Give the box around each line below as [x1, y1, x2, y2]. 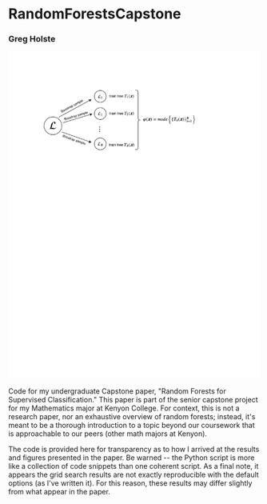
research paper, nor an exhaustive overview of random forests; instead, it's [8, 411, 256, 421]
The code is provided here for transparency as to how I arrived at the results [8, 444, 260, 454]
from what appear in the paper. [8, 486, 110, 496]
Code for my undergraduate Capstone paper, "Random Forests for [8, 386, 226, 396]
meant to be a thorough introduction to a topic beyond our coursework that [8, 420, 255, 430]
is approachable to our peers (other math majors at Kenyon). [8, 429, 208, 438]
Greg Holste [8, 34, 56, 45]
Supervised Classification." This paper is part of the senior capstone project [8, 394, 258, 404]
